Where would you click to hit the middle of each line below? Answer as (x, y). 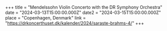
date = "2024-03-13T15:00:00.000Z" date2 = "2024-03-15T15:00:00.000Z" (83, 12)
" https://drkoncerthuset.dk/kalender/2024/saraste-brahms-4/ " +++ (75, 23)
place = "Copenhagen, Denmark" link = (46, 18)
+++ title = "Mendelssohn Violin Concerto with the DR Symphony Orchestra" (84, 7)
